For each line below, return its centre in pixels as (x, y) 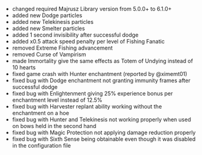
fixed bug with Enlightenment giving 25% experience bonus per (92, 93)
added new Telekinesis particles (53, 22)
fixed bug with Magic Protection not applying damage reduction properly (104, 132)
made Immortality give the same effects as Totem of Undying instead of (103, 61)
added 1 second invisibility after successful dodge (75, 35)
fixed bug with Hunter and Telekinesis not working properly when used (102, 119)
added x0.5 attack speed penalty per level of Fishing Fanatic (88, 41)
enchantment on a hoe (40, 113)
